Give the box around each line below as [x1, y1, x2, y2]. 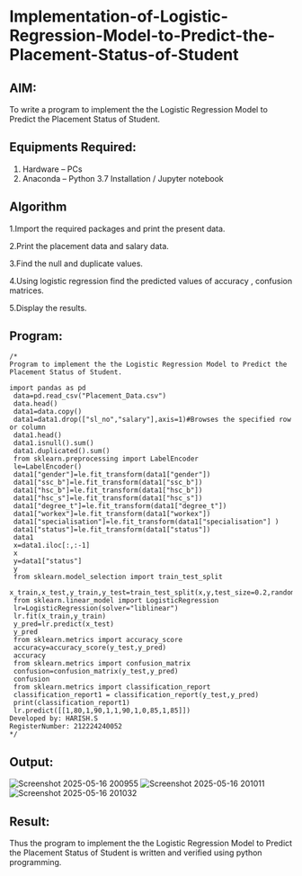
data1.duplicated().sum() [13, 447, 111, 456]
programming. [9, 857, 62, 868]
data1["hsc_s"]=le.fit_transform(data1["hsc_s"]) [13, 494, 203, 503]
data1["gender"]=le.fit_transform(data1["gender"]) [13, 470, 211, 479]
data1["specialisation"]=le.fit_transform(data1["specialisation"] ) [13, 517, 280, 527]
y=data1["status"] [13, 557, 83, 566]
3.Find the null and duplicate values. [9, 258, 144, 269]
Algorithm [9, 200, 67, 215]
